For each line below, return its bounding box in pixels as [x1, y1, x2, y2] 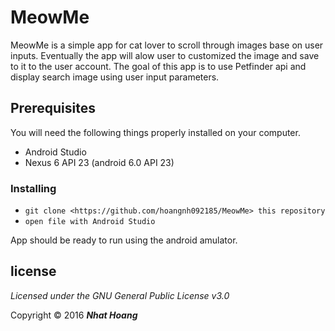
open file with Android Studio [24, 217, 156, 227]
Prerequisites [10, 100, 96, 117]
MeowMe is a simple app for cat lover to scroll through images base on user [10, 39, 324, 51]
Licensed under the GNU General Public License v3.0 [10, 289, 230, 301]
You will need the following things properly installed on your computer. [10, 126, 301, 138]
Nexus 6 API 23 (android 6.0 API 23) [24, 156, 175, 168]
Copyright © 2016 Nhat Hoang [10, 309, 138, 321]
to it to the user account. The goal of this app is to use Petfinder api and [10, 60, 307, 72]
